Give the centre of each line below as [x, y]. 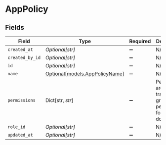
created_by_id [24, 58]
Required [140, 41]
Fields [15, 27]
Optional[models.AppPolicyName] [85, 74]
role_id [17, 127]
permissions [22, 100]
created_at [20, 50]
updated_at [20, 135]
